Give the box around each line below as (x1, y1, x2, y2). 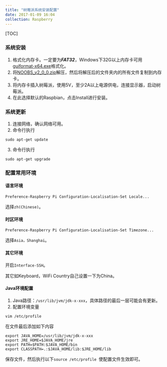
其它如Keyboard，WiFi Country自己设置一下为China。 (5, 273, 117, 279)
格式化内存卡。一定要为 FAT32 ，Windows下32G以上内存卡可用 (12, 57, 142, 63)
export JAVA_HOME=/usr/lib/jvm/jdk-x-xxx (5, 333, 94, 338)
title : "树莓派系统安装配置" (5, 7, 59, 13)
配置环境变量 (12, 303, 39, 309)
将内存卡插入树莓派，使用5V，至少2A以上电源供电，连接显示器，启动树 (12, 82, 161, 88)
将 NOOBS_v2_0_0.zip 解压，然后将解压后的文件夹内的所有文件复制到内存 (12, 69, 162, 75)
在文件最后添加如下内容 (5, 323, 54, 329)
